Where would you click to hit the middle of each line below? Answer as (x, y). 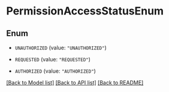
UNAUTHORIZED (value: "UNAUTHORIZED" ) (61, 48)
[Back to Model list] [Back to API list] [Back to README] (75, 83)
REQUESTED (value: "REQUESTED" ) (53, 59)
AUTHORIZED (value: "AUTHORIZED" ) (55, 71)
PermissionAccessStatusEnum (85, 11)
